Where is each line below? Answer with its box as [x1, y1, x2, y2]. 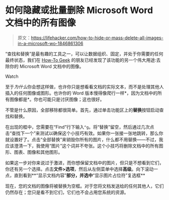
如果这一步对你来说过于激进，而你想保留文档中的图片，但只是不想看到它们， [5, 159, 164, 166]
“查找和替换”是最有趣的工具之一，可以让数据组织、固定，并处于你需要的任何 [5, 51, 163, 57]
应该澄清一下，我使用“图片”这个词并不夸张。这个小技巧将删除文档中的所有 [5, 143, 159, 149]
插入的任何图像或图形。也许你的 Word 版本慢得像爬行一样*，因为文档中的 [5, 90, 157, 96]
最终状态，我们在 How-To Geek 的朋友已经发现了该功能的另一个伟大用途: [5, 57, 157, 63]
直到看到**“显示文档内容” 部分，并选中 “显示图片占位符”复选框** [14, 172, 145, 178]
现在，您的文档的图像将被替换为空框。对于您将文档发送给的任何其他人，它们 [5, 183, 164, 189]
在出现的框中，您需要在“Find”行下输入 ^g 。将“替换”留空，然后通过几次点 [5, 124, 154, 130]
